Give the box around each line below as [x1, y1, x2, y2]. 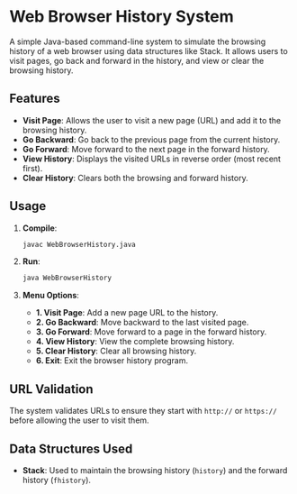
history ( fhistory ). [22, 474, 92, 485]
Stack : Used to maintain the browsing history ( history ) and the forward [22, 464, 288, 475]
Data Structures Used [9, 441, 133, 456]
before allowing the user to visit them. [9, 415, 150, 425]
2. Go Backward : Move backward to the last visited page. [35, 317, 249, 328]
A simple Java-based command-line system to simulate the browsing [9, 36, 266, 47]
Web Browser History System [9, 6, 234, 27]
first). [22, 162, 43, 173]
